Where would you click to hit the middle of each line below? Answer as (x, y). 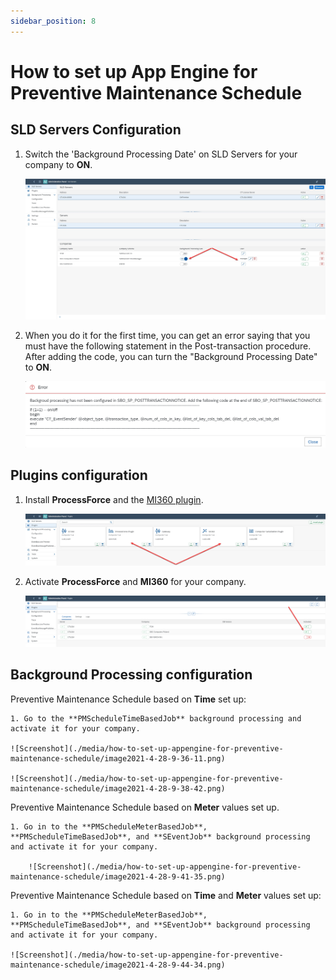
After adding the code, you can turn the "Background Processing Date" (171, 357)
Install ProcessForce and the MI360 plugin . (114, 499)
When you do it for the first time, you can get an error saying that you (167, 336)
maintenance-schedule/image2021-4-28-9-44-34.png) (118, 965)
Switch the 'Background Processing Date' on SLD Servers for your (161, 154)
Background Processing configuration (131, 675)
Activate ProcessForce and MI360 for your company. (135, 582)
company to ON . (58, 164)
